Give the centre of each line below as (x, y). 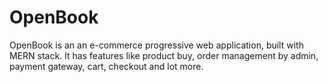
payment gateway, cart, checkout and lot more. (106, 66)
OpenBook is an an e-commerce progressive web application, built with (156, 45)
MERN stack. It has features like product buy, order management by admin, (164, 55)
